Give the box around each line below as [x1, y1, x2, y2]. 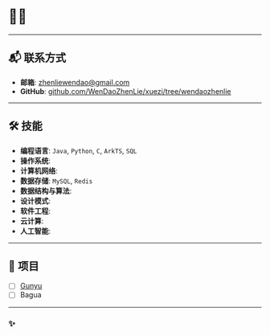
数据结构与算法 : [19, 186, 72, 195]
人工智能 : [19, 226, 51, 235]
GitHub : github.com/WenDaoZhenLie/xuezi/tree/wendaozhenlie [19, 86, 231, 96]
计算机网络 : [19, 165, 58, 175]
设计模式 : [19, 196, 51, 206]
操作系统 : [19, 156, 51, 165]
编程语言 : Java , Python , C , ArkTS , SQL [19, 145, 137, 155]
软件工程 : [19, 206, 51, 215]
